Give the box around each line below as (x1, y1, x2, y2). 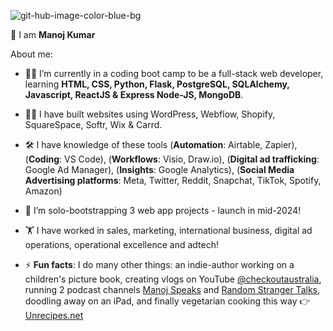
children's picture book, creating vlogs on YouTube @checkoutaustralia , (24, 273, 322, 285)
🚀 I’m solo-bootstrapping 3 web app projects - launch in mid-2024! (24, 205, 302, 216)
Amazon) (24, 185, 63, 197)
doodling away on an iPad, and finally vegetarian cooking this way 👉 (24, 295, 311, 307)
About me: (10, 48, 53, 60)
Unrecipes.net (24, 310, 84, 321)
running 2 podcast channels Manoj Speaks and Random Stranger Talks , (24, 284, 321, 295)
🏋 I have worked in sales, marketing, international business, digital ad (24, 225, 313, 236)
